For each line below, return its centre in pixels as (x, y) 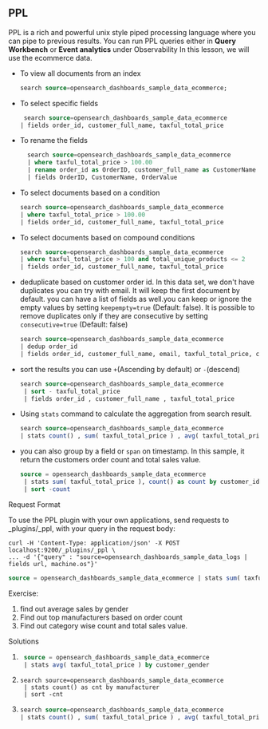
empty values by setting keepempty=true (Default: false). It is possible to (137, 307)
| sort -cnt (43, 695)
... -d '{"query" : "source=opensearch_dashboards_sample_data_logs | (128, 557)
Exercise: (23, 593)
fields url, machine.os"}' (53, 564)
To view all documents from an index (80, 73)
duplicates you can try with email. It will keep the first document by (130, 291)
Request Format (35, 504)
